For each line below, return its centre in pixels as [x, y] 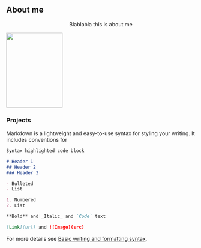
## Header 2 [21, 167]
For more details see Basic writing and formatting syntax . [77, 238]
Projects [19, 120]
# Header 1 [20, 162]
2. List [16, 206]
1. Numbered [21, 200]
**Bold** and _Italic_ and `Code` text [56, 216]
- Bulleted [20, 183]
